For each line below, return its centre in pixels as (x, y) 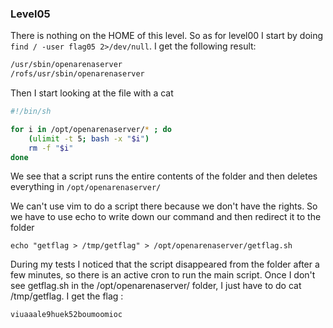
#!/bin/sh (31, 112)
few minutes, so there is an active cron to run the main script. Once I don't (163, 275)
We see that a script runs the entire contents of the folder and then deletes (164, 176)
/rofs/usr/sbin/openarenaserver (77, 74)
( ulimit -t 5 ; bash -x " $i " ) (89, 138)
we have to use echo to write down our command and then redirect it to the (166, 217)
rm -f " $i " (51, 148)
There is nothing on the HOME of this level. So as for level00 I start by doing (167, 36)
